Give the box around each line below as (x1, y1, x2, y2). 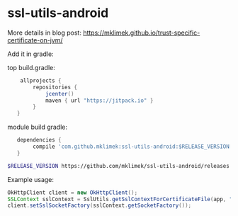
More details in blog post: (7, 28, 81, 37)
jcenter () (45, 90, 74, 97)
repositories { (33, 84, 78, 91)
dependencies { (16, 137, 62, 144)
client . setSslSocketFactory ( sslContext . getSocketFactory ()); (7, 202, 192, 210)
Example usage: (7, 175, 55, 183)
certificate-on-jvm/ (7, 35, 63, 44)
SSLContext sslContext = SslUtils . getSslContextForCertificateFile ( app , (7, 195, 227, 203)
